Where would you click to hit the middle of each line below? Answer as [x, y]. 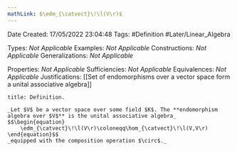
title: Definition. [36, 97]
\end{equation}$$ [33, 134]
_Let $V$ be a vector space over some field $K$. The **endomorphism [113, 110]
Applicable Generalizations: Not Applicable [70, 55]
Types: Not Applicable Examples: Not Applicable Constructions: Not [107, 47]
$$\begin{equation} [36, 122]
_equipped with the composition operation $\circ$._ [87, 140]
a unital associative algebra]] [50, 84]
